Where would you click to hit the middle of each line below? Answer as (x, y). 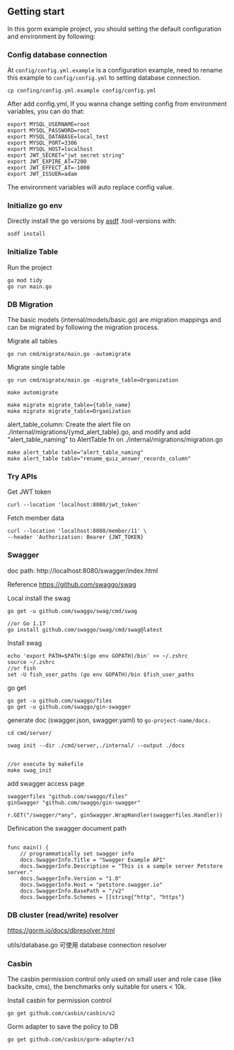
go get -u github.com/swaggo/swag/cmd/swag (72, 611)
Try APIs (22, 476)
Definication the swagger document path (67, 828)
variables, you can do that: (46, 111)
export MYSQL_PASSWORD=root (49, 131)
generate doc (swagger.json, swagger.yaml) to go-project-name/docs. (109, 720)
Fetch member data (36, 518)
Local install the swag (39, 598)
